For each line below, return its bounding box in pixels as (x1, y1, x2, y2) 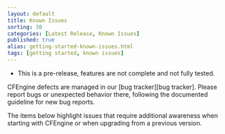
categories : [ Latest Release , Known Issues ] (7, 30, 140, 37)
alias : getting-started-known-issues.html (7, 43, 134, 50)
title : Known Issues (7, 17, 68, 24)
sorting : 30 (7, 23, 42, 30)
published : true (7, 37, 55, 44)
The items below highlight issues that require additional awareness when (7, 111, 219, 120)
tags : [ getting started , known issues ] (7, 50, 124, 57)
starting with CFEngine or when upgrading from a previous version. (7, 118, 202, 127)
